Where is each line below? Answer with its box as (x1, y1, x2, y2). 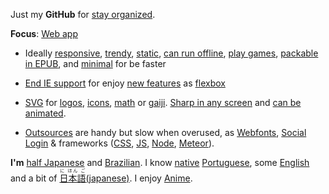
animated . (24, 107, 67, 119)
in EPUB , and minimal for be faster (24, 58, 167, 69)
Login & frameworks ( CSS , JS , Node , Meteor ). (24, 137, 215, 149)
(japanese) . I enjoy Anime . (85, 172, 193, 184)
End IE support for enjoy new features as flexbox (24, 77, 226, 89)
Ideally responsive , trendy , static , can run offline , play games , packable (24, 47, 319, 59)
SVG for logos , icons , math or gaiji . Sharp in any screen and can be (24, 97, 302, 108)
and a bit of (10, 172, 58, 184)
